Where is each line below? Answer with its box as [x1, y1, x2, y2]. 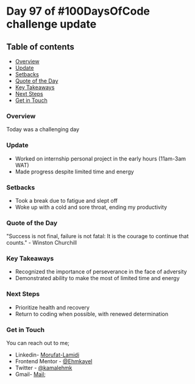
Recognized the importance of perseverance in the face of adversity [15, 268, 187, 275]
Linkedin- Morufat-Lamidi [15, 351, 80, 358]
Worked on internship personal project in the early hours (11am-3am [15, 154, 186, 162]
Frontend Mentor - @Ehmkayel [15, 358, 93, 365]
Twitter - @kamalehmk [15, 364, 73, 372]
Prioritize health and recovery [15, 303, 90, 311]
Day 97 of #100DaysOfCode [6, 4, 151, 18]
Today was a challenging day [6, 126, 80, 133]
